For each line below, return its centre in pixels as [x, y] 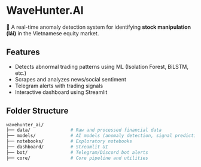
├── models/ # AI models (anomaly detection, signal [89, 136]
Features [23, 52]
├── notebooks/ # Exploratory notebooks [69, 141]
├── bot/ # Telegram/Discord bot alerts [77, 152]
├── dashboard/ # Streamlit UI [57, 147]
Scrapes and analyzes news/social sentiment [71, 79]
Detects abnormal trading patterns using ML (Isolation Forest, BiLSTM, [101, 66]
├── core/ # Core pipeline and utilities [77, 158]
